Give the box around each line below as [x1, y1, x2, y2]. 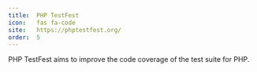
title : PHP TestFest [8, 11, 80, 20]
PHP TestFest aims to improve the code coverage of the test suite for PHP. [8, 55, 250, 64]
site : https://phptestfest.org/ [8, 26, 122, 34]
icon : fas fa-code [8, 19, 76, 27]
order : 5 [8, 33, 41, 41]
